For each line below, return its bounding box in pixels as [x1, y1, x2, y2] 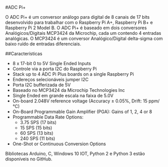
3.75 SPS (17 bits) [20, 120, 57, 125]
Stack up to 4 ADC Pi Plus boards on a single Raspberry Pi [12, 71, 134, 77]
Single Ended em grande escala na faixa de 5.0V [12, 93, 114, 98]
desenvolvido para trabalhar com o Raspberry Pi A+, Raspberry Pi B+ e [5, 20, 153, 25]
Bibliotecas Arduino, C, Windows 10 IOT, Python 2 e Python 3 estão [5, 151, 145, 156]
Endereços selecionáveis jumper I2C [12, 77, 89, 82]
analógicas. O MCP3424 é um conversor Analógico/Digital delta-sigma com [5, 35, 163, 41]
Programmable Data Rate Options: [12, 114, 84, 120]
